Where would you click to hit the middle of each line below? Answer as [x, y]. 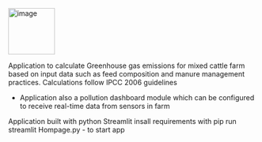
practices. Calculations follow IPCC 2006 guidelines [93, 82]
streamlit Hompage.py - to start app [66, 130]
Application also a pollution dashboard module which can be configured [137, 97]
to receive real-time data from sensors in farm [95, 106]
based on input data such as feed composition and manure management [127, 74]
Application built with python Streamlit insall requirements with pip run [122, 121]
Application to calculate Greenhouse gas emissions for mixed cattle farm [127, 65]
